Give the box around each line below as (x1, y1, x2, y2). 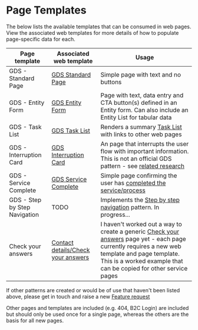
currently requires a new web (100, 242, 181, 250)
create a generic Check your (100, 227, 180, 236)
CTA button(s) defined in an (100, 98, 177, 107)
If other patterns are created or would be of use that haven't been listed (6, 286, 180, 293)
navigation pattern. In (100, 203, 160, 211)
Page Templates (6, 4, 87, 17)
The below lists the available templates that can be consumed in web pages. (6, 23, 192, 30)
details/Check (51, 246, 90, 254)
